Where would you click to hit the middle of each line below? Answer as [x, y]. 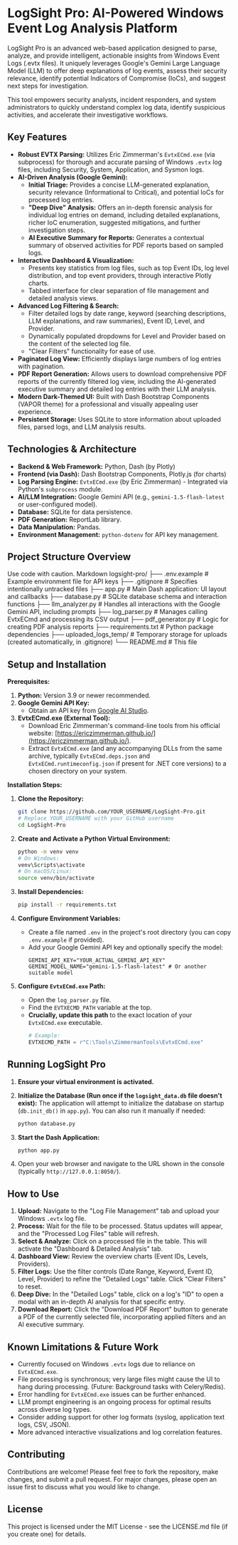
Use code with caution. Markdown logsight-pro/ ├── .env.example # [108, 574]
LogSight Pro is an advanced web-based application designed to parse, [112, 48]
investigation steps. [57, 230]
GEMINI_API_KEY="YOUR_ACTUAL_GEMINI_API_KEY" [97, 961]
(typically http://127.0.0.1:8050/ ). [69, 1171]
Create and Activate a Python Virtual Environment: [94, 838]
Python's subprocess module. [60, 489]
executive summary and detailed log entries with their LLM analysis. [117, 389]
